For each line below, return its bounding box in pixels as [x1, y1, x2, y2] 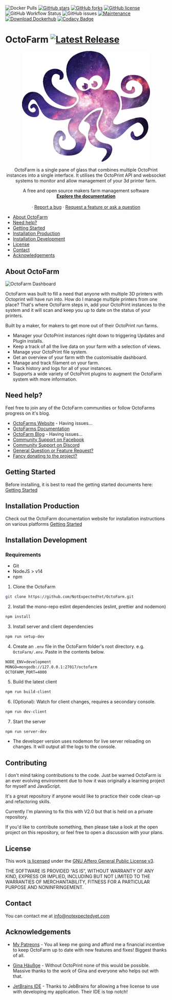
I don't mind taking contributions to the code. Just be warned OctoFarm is [5, 772, 161, 779]
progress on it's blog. [5, 410, 50, 416]
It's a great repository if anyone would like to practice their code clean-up [5, 793, 161, 799]
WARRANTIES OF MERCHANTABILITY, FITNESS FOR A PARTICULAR [5, 879, 150, 885]
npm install [5, 614, 31, 619]
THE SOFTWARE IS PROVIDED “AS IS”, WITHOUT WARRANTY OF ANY [5, 868, 154, 874]
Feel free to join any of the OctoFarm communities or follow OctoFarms [5, 404, 155, 411]
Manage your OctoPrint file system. [12, 349, 88, 355]
